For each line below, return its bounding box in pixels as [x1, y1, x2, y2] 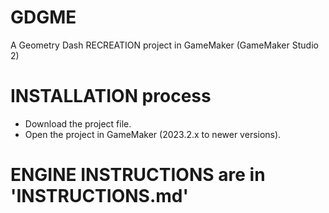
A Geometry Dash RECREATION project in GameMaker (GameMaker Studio [10, 39, 319, 51]
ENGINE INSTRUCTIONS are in [10, 164, 266, 186]
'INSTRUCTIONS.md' [10, 185, 189, 208]
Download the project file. [24, 117, 132, 130]
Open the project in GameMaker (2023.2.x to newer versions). [24, 128, 282, 140]
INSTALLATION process [10, 85, 212, 108]
